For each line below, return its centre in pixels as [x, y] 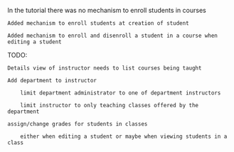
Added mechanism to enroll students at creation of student [99, 23]
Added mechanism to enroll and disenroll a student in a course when [113, 36]
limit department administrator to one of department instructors [121, 93]
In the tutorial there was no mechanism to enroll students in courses [107, 10]
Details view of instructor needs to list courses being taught [105, 68]
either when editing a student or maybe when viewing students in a [124, 136]
